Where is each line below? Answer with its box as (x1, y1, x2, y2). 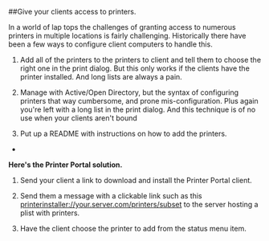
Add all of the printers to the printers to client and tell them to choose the (19, 55, 262, 64)
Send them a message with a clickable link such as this (19, 191, 202, 200)
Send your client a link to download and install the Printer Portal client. (19, 176, 253, 185)
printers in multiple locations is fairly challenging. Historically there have (8, 31, 247, 40)
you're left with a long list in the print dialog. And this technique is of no (19, 104, 256, 114)
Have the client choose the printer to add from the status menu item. (19, 224, 247, 233)
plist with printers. (19, 208, 80, 218)
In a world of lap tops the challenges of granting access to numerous (8, 22, 237, 31)
